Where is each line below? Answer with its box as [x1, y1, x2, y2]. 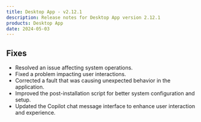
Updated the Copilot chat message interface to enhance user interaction [14, 103, 196, 110]
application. [14, 83, 45, 91]
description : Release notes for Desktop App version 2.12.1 [6, 14, 161, 21]
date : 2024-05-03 [6, 25, 50, 32]
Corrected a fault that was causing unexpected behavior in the [14, 77, 171, 85]
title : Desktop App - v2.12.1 [6, 8, 83, 15]
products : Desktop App [6, 20, 63, 26]
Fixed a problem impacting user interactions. [14, 71, 127, 78]
